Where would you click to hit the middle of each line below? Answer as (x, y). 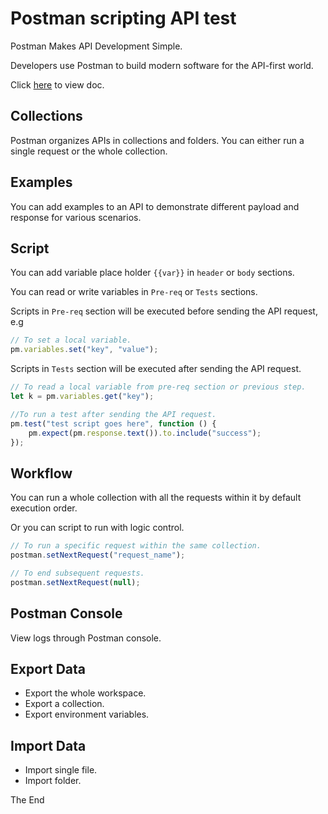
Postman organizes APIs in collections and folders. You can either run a (157, 140)
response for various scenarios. (76, 217)
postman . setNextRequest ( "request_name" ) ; (98, 555)
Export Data (48, 668)
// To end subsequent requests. (77, 573)
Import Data (48, 745)
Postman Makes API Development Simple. (96, 46)
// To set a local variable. (71, 340)
